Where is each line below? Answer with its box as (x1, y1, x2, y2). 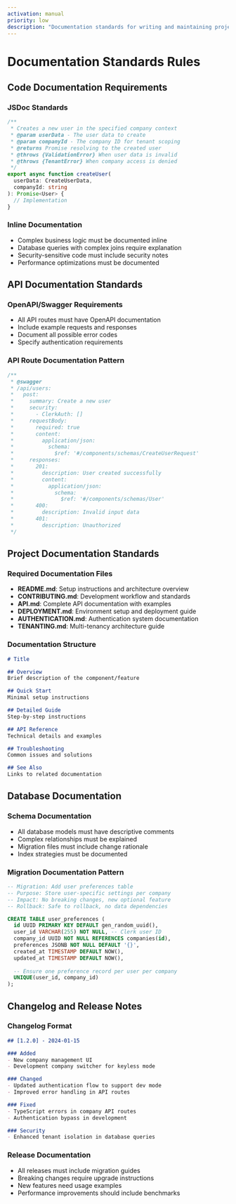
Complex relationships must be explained (17, 835, 137, 843)
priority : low (7, 17, 49, 24)
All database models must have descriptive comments (17, 827, 174, 836)
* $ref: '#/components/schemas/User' (10, 496, 165, 503)
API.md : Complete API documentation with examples (17, 600, 172, 608)
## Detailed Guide (7, 707, 61, 714)
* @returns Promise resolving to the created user (10, 145, 162, 152)
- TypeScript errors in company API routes (7, 1108, 137, 1115)
